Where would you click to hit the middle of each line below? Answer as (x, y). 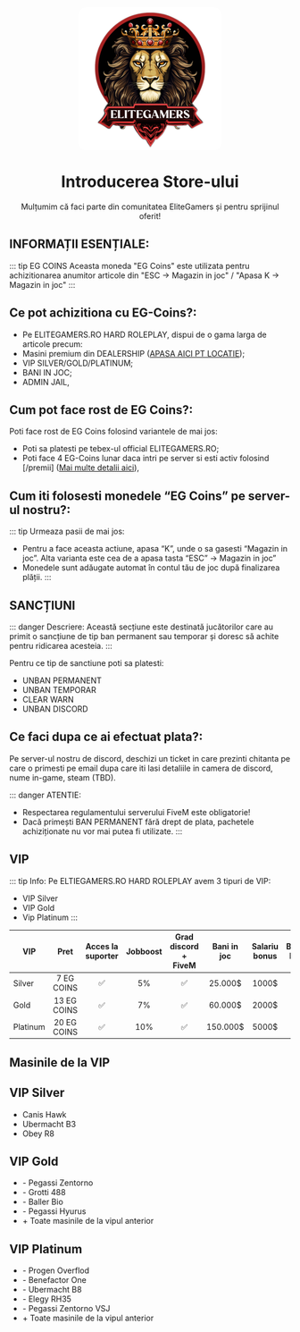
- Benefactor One (54, 1280)
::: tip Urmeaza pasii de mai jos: (67, 531)
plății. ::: (37, 577)
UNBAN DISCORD (55, 709)
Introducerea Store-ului (150, 182)
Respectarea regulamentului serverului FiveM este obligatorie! (136, 812)
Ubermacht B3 (49, 1124)
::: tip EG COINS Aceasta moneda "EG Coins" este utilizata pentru (129, 266)
